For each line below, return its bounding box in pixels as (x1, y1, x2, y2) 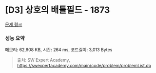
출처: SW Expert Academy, (17, 57, 70, 63)
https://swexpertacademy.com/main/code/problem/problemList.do (17, 63, 152, 69)
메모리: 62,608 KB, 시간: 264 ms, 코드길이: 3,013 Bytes (5, 47, 113, 53)
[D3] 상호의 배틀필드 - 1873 (5, 4, 110, 16)
